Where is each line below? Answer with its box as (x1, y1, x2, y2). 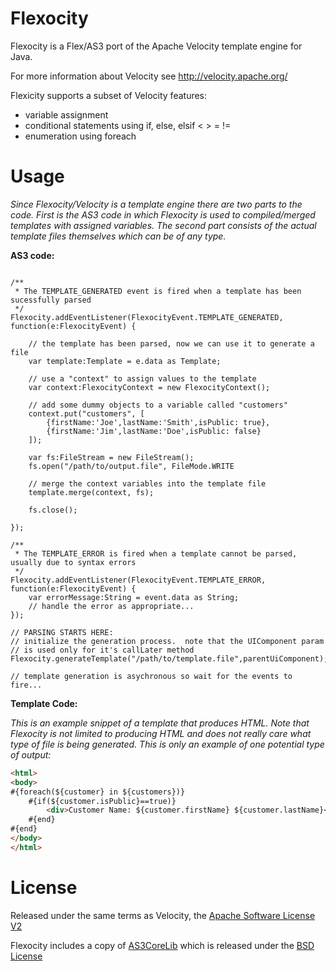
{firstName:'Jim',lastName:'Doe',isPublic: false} (46, 426, 262, 436)
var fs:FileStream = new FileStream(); (28, 452, 195, 462)
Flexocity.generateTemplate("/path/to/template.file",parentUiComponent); (10, 653, 329, 664)
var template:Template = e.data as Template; (28, 356, 222, 366)
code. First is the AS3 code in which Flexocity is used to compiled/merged (10, 208, 316, 221)
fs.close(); (28, 505, 78, 515)
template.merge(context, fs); (28, 487, 155, 497)
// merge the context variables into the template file (28, 478, 267, 489)
